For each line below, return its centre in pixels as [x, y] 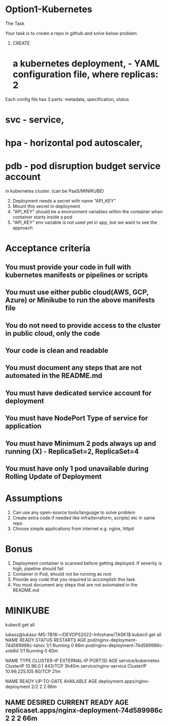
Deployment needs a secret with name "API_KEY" [64, 201]
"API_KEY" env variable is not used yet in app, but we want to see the [85, 222]
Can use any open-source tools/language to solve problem [74, 512]
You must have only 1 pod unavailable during [77, 468]
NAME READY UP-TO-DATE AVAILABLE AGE [51, 681]
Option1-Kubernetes [49, 9]
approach [23, 228]
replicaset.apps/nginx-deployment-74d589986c [84, 711]
